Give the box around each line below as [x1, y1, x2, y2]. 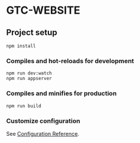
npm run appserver [6, 76, 52, 82]
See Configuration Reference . [6, 130, 80, 137]
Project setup [6, 27, 58, 38]
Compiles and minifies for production [6, 89, 117, 98]
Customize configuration [6, 117, 81, 125]
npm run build [6, 102, 42, 109]
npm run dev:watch [6, 70, 52, 76]
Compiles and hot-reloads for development [6, 57, 135, 65]
